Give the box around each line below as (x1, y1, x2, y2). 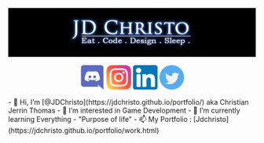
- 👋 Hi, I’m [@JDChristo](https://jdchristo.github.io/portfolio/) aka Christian (8, 97, 249, 106)
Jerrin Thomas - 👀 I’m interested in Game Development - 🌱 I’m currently (8, 105, 241, 115)
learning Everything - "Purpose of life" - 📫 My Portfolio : (8, 114, 192, 123)
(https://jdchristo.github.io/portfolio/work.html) (8, 125, 159, 135)
